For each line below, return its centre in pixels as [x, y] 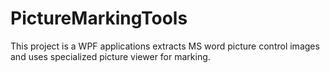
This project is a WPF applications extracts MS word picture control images [165, 46]
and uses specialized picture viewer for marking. [110, 56]
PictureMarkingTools [99, 18]
